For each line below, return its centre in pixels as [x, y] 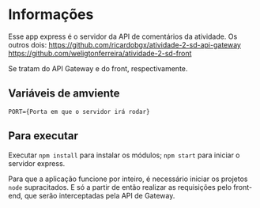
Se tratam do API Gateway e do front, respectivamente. [98, 68]
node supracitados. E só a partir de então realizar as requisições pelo [120, 187]
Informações [51, 15]
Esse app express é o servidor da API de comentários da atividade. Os [123, 36]
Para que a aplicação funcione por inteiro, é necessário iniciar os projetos [128, 179]
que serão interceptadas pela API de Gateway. [100, 195]
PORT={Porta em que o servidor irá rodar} [79, 112]
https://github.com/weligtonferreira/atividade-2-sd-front [100, 53]
